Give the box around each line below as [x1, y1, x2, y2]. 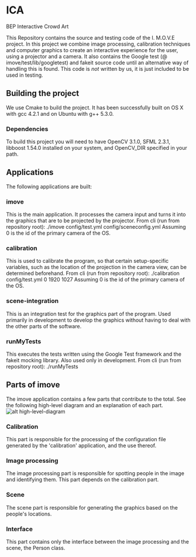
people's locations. [6, 510, 52, 517]
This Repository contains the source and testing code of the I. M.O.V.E [6, 34, 175, 41]
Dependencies [6, 125, 49, 133]
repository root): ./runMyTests [6, 363, 78, 370]
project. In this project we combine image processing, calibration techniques [6, 40, 191, 47]
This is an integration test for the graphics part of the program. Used [6, 310, 171, 317]
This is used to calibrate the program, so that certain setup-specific [6, 257, 169, 264]
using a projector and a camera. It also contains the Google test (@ [6, 53, 168, 60]
